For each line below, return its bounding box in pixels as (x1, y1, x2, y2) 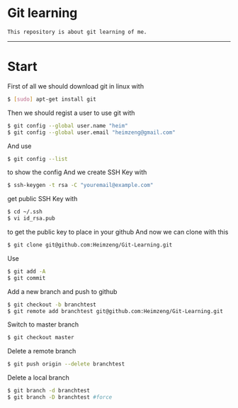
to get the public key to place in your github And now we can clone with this (7, 228, 229, 236)
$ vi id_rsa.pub (7, 215, 55, 222)
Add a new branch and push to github (7, 287, 118, 295)
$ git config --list (7, 155, 69, 162)
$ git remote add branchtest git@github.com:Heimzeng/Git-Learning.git (7, 307, 223, 314)
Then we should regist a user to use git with (7, 108, 135, 117)
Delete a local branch (7, 373, 69, 382)
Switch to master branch (7, 320, 79, 329)
